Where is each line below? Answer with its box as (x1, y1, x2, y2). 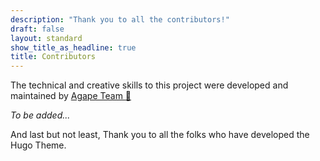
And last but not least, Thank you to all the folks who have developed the (10, 129, 310, 141)
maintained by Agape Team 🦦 (10, 90, 132, 102)
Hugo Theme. (10, 139, 67, 151)
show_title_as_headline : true (10, 42, 137, 53)
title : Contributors (10, 52, 97, 62)
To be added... (10, 109, 71, 121)
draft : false (10, 24, 65, 34)
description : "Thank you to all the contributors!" (10, 14, 230, 25)
